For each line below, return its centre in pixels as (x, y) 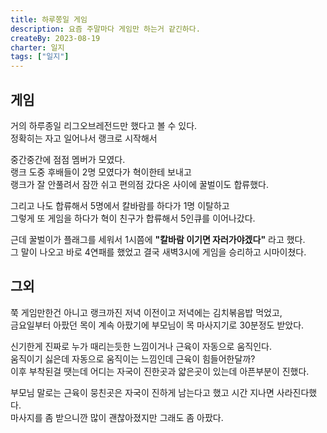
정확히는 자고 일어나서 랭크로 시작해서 (84, 138)
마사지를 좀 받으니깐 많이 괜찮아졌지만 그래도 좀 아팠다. (117, 417)
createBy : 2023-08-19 (55, 38)
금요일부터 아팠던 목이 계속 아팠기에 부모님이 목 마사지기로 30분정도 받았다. (157, 325)
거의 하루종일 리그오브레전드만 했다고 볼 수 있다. (104, 125)
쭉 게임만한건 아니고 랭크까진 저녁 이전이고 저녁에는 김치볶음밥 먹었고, (146, 312)
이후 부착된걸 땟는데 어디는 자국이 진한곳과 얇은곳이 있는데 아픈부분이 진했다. (160, 371)
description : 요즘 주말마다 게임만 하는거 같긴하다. (105, 29)
